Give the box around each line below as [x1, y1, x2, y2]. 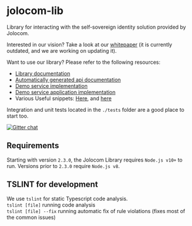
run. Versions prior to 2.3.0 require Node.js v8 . [6, 162, 120, 169]
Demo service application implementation [15, 88, 116, 95]
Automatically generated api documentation [15, 76, 121, 83]
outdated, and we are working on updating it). [6, 47, 117, 54]
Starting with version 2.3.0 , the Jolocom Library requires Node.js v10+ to [6, 156, 183, 163]
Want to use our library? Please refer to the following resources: [6, 59, 160, 66]
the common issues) [6, 214, 56, 221]
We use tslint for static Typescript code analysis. [6, 195, 128, 202]
